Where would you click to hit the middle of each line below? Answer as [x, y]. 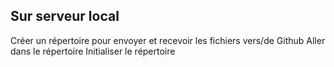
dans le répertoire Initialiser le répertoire [93, 51]
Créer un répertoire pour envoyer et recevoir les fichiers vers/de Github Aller [168, 40]
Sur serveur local [65, 16]
